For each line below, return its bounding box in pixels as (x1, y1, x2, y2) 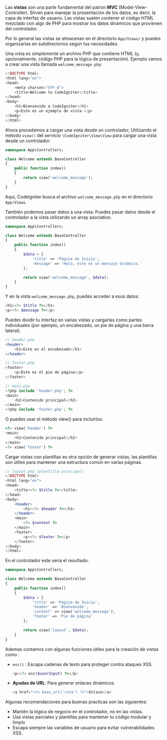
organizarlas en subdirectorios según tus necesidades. (5, 41, 119, 47)
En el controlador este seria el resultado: (5, 558, 89, 564)
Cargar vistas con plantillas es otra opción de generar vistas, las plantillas (5, 453, 157, 460)
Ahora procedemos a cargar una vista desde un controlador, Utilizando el (5, 127, 157, 133)
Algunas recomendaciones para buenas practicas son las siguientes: (5, 699, 147, 705)
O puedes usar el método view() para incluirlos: (5, 416, 103, 422)
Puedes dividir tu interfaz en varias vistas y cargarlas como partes (5, 317, 142, 323)
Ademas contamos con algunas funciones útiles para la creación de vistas (5, 646, 159, 652)
